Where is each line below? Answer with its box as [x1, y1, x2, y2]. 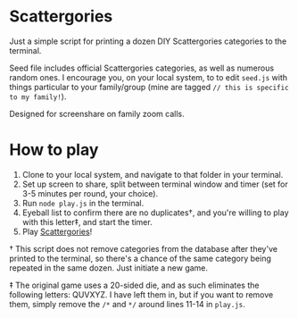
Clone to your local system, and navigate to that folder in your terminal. [21, 169, 284, 180]
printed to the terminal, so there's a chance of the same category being [9, 253, 272, 264]
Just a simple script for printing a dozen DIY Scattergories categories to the [9, 36, 287, 46]
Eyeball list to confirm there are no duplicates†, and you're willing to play [21, 207, 289, 218]
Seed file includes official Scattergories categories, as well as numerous [9, 63, 275, 73]
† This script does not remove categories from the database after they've [9, 243, 278, 254]
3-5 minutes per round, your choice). [21, 188, 159, 198]
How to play [9, 140, 99, 160]
